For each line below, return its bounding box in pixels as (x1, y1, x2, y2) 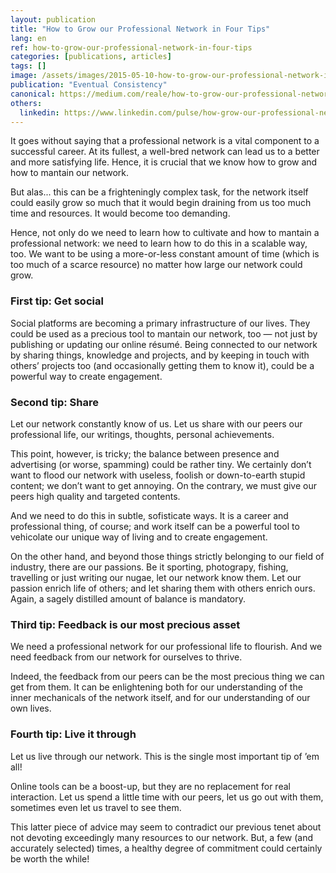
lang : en (10, 33, 47, 43)
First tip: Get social (10, 294, 104, 308)
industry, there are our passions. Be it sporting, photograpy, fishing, (10, 561, 289, 573)
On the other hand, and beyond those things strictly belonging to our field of (10, 550, 325, 562)
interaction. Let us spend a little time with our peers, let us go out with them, (10, 791, 324, 803)
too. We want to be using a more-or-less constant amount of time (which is (10, 248, 320, 260)
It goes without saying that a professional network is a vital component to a (10, 135, 320, 147)
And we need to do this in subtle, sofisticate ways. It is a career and (10, 509, 289, 521)
